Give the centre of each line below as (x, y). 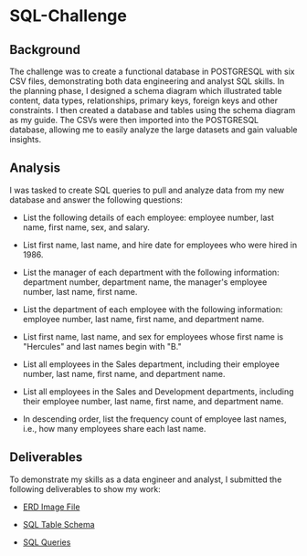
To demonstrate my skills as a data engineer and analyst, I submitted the (146, 479)
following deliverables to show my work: (85, 488)
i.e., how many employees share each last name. (114, 428)
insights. (26, 139)
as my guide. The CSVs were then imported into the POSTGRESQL (134, 120)
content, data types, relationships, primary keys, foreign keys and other (144, 100)
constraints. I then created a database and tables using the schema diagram (153, 110)
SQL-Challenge (69, 16)
